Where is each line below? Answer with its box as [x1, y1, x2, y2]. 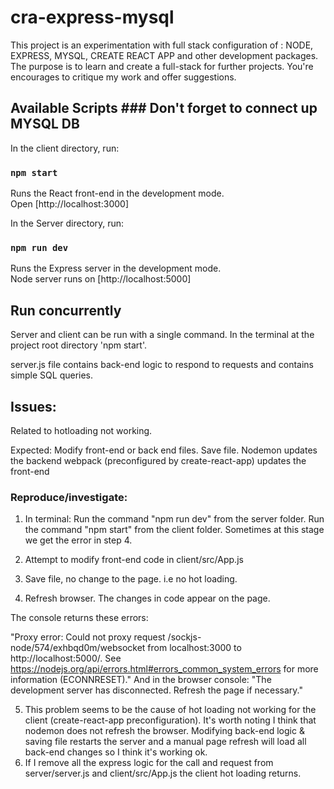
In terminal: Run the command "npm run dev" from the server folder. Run [24, 513, 325, 525]
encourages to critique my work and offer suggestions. [10, 71, 237, 83]
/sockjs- [167, 631, 202, 643]
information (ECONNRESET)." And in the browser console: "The [10, 674, 272, 686]
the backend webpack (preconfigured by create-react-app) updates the [10, 454, 307, 466]
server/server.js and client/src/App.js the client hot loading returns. [24, 767, 302, 780]
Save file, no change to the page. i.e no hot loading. [24, 573, 238, 585]
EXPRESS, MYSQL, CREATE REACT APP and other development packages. [10, 49, 319, 61]
